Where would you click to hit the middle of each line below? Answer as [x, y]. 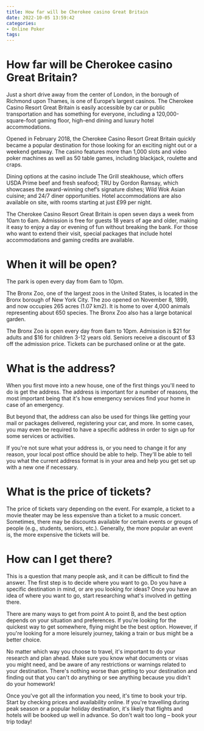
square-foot [21, 121]
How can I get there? [59, 560]
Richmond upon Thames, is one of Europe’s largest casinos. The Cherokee [100, 101]
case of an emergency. [35, 404]
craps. [14, 164]
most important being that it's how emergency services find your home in [98, 398]
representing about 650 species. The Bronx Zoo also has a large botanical [99, 313]
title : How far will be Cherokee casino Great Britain [77, 12]
